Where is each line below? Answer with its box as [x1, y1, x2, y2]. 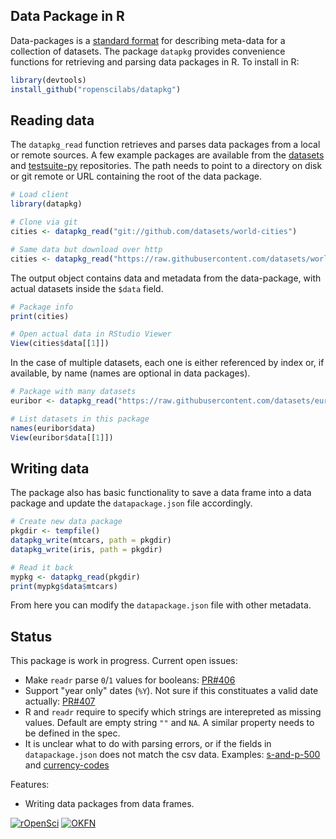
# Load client [10, 190, 70, 200]
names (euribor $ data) [10, 423, 97, 433]
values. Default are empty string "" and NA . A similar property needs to [24, 717, 315, 729]
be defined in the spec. [24, 727, 121, 739]
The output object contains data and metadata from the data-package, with [10, 272, 322, 284]
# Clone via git [10, 217, 78, 228]
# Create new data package [10, 517, 123, 527]
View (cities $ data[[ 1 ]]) [10, 339, 110, 349]
